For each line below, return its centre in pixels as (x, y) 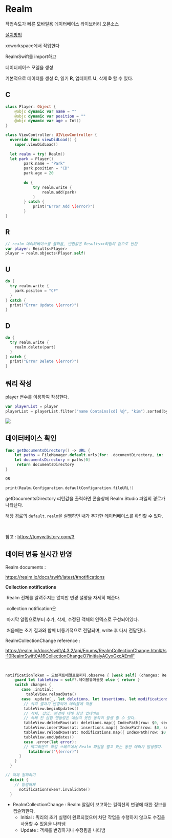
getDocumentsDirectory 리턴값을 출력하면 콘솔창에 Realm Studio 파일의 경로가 (85, 498)
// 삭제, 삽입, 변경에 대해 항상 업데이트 (61, 713)
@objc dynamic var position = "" (50, 116)
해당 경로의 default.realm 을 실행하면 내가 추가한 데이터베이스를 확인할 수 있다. (84, 516)
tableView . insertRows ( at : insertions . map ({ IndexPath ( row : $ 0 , (92, 728)
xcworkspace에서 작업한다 (33, 45)
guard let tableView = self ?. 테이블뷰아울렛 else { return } (77, 680)
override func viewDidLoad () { (43, 140)
